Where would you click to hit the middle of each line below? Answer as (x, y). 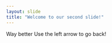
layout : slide (24, 11)
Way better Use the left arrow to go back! (56, 34)
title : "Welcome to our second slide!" (55, 17)
